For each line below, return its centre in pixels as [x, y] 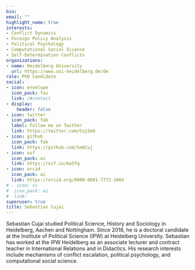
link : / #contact [31, 98]
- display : [19, 104]
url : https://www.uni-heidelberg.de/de [60, 71]
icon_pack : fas [30, 93]
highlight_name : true [32, 22]
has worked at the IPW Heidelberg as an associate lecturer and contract [93, 243]
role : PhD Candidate [31, 77]
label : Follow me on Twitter [47, 126]
